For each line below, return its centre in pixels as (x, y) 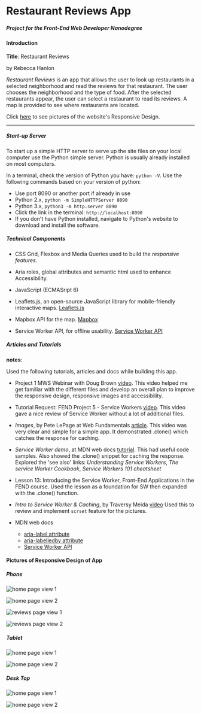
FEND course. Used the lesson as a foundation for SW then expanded (101, 487)
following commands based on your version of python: (74, 181)
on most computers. (31, 163)
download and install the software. (57, 225)
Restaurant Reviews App (69, 11)
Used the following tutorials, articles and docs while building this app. (92, 371)
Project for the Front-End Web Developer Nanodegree (74, 28)
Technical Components (36, 239)
